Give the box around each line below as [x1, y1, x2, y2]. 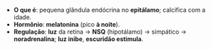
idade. [13, 13, 32, 21]
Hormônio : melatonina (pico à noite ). [13, 21, 120, 28]
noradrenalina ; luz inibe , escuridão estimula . [13, 35, 144, 43]
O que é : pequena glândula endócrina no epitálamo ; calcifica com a [13, 6, 206, 14]
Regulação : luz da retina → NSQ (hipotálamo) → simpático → [13, 27, 187, 36]
